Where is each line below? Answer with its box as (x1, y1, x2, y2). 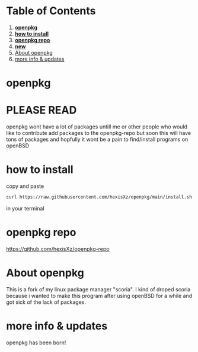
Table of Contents (6, 4, 96, 18)
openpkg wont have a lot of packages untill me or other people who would (6, 123, 188, 130)
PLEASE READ (6, 103, 77, 117)
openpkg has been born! (6, 339, 66, 346)
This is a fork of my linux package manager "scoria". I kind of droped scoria (6, 285, 191, 293)
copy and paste (6, 183, 44, 190)
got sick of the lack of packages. (6, 298, 87, 306)
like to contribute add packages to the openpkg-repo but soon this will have (6, 130, 191, 137)
